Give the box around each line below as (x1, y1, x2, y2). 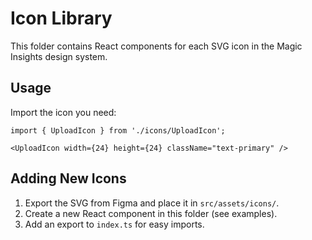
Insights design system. (10, 50, 108, 62)
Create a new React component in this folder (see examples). (24, 207, 278, 219)
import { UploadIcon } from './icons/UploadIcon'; (10, 125, 226, 136)
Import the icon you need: (10, 106, 117, 118)
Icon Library (10, 7, 113, 30)
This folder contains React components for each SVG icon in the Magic (10, 40, 303, 52)
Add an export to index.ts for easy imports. (24, 218, 205, 230)
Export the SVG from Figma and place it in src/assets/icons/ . (24, 197, 280, 209)
